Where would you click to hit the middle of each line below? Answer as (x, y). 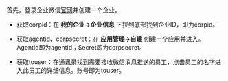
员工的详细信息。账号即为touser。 (77, 70)
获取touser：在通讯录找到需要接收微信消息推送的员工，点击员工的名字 (116, 62)
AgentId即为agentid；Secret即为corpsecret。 (81, 47)
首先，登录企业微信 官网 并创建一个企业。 (64, 10)
